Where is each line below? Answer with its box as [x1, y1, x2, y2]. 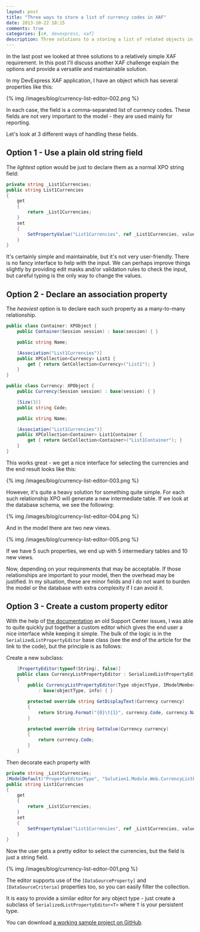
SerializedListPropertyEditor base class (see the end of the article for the [6, 636, 191, 643]
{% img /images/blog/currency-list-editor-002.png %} [6, 95, 139, 102]
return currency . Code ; [37, 737, 95, 743]
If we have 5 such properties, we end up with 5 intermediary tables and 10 [6, 547, 188, 554]
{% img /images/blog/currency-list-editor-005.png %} [6, 535, 139, 543]
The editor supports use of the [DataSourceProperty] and [6, 877, 147, 884]
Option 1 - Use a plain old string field [6, 148, 143, 158]
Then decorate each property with [6, 759, 90, 766]
